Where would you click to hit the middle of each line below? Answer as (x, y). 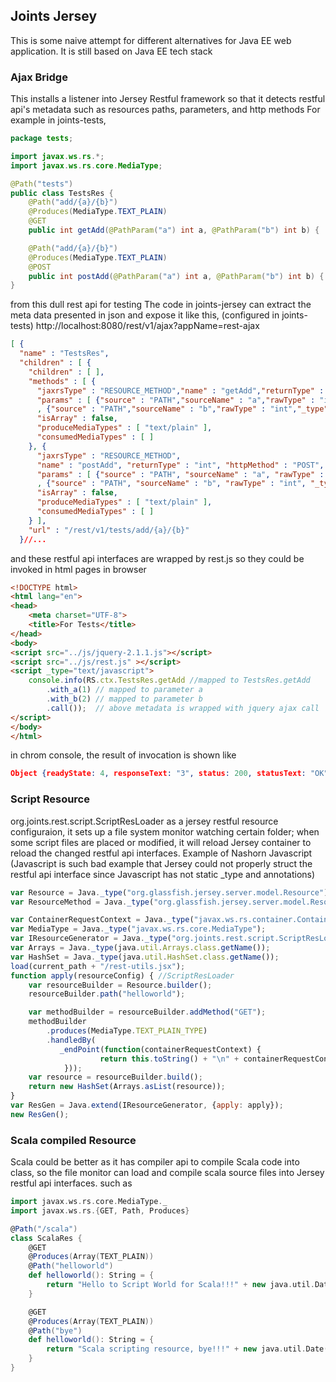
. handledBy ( (71, 1040)
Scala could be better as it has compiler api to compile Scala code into (155, 1162)
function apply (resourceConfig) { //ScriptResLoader (122, 975)
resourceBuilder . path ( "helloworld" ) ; (107, 994)
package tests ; (42, 139)
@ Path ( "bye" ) (55, 1330)
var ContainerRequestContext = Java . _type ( (102, 920)
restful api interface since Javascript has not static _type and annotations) (163, 874)
